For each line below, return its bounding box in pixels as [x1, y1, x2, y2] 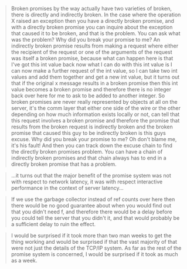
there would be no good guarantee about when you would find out [11, 202, 172, 209]
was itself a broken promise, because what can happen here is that [11, 55, 174, 62]
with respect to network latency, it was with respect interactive [11, 178, 163, 185]
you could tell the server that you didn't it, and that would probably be [11, 214, 180, 222]
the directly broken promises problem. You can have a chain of [11, 148, 163, 155]
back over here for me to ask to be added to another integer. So [11, 92, 165, 99]
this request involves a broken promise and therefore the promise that [11, 117, 180, 124]
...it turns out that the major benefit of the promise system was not [11, 172, 171, 179]
